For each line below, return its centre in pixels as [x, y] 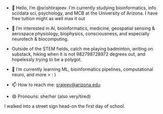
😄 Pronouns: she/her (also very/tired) [51, 96]
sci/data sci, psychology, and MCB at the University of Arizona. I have [85, 13]
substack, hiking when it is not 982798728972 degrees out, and [78, 54]
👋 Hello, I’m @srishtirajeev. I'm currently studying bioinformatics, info [84, 8]
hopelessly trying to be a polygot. [46, 60]
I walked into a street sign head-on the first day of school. [65, 106]
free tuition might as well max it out [48, 18]
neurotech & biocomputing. [40, 39]
